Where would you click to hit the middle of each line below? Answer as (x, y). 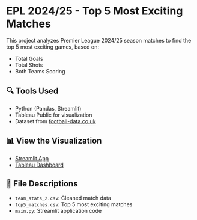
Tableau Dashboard (39, 165)
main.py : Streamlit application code (58, 211)
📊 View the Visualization (54, 141)
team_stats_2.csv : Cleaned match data (63, 198)
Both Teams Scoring (40, 71)
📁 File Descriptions (42, 184)
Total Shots (29, 65)
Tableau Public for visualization (53, 115)
